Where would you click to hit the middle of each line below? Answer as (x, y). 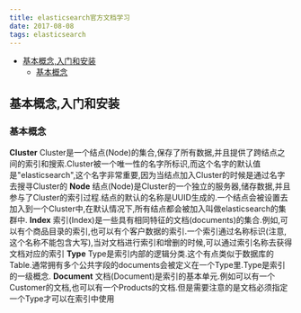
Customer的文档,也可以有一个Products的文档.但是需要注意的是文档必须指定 (149, 288)
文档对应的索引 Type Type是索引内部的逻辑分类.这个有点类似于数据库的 (142, 254)
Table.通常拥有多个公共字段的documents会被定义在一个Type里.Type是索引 (147, 265)
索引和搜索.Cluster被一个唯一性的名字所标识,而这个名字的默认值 (143, 164)
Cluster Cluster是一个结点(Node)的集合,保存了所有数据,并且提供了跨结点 (143, 153)
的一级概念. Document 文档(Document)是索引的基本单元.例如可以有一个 (142, 276)
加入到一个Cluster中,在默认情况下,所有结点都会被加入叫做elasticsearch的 (144, 209)
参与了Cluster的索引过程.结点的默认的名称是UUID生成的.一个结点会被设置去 (149, 198)
